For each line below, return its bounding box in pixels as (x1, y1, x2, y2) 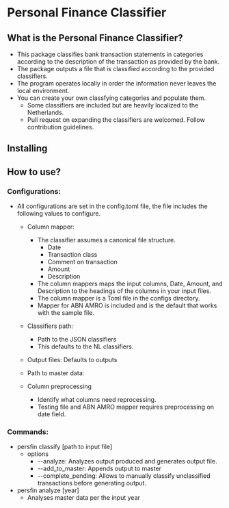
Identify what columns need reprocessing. (37, 396, 157, 404)
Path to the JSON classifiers (37, 335, 117, 344)
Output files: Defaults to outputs (27, 356, 118, 364)
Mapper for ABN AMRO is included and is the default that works (37, 301, 217, 309)
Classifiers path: (27, 322, 74, 330)
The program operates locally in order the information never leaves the (16, 79, 217, 87)
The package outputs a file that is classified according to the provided (16, 65, 215, 73)
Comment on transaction (47, 258, 118, 266)
